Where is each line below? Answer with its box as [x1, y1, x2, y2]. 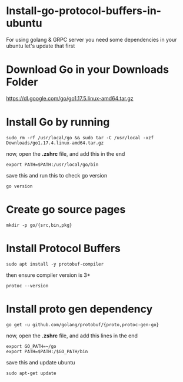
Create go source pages [6, 203, 126, 216]
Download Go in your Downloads [6, 63, 169, 76]
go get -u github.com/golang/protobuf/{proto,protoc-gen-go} [6, 321, 159, 327]
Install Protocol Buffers [6, 242, 121, 255]
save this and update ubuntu [6, 358, 75, 366]
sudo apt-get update [6, 370, 57, 376]
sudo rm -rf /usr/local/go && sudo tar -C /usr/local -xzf [6, 135, 154, 140]
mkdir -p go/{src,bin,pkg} [6, 222, 72, 228]
